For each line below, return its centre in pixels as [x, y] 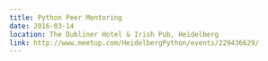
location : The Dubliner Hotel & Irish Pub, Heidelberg [114, 34]
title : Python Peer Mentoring [66, 17]
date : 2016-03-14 [42, 26]
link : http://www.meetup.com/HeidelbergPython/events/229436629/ [134, 43]
